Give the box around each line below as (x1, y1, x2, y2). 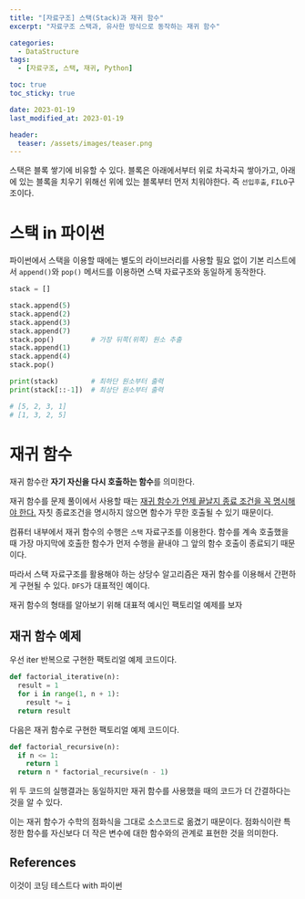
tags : (9, 56, 30, 65)
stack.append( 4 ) (9, 352, 71, 361)
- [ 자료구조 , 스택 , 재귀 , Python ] (17, 64, 134, 73)
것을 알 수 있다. (9, 797, 64, 808)
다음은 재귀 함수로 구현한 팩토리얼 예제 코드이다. (9, 724, 180, 735)
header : (9, 130, 39, 140)
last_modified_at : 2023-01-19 (9, 113, 125, 123)
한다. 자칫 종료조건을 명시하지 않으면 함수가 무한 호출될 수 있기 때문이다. (18, 507, 274, 517)
